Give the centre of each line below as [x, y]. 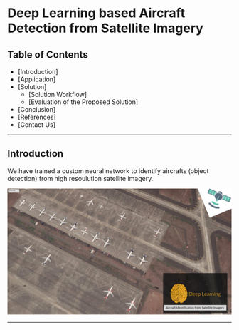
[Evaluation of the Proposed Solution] [83, 102]
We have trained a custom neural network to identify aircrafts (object [108, 171]
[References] [37, 117]
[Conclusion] [37, 109]
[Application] [37, 79]
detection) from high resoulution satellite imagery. [80, 178]
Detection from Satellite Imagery [106, 28]
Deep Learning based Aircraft [96, 13]
